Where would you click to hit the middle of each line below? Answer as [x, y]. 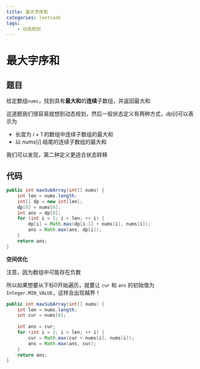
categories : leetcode [34, 18]
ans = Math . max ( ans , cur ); [62, 343]
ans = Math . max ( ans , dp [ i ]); [65, 230]
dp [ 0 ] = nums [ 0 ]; [39, 207]
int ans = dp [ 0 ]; [39, 213]
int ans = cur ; [36, 327]
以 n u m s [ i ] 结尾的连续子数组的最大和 [61, 142]
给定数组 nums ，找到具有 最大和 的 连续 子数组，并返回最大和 [78, 101]
